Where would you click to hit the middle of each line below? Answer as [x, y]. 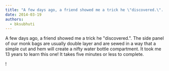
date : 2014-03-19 [23, 15]
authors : [14, 19]
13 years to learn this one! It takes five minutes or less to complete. [75, 54]
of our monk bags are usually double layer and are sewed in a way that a [81, 44]
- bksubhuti [22, 24]
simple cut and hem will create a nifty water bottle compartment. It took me [83, 49]
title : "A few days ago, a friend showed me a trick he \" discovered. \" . [84, 10]
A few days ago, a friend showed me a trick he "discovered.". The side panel [84, 38]
